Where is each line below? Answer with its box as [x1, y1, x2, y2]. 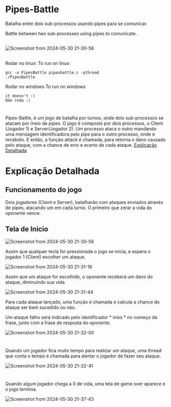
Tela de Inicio [5, 225, 48, 234]
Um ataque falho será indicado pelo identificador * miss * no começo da [5, 314, 157, 320]
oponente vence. [5, 210, 41, 216]
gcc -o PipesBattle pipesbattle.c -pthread [5, 70, 100, 75]
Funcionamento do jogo [5, 186, 82, 194]
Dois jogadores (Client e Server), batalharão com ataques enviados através [5, 199, 163, 205]
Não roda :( [5, 98, 31, 103]
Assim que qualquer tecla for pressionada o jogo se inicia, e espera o [5, 248, 151, 254]
